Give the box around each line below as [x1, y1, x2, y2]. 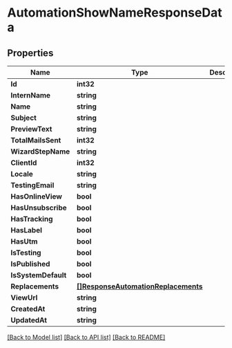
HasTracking [10, 214, 53, 223]
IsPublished [10, 259, 50, 268]
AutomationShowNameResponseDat [7, 5, 222, 21]
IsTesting [10, 248, 41, 257]
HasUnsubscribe [10, 203, 67, 212]
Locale [10, 170, 33, 178]
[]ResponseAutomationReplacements [77, 282, 203, 291]
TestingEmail [10, 181, 55, 190]
